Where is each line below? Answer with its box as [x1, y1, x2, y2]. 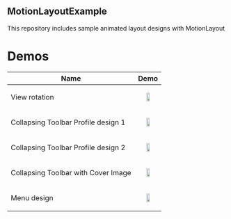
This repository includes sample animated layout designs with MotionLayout [7, 24, 225, 32]
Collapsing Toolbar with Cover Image [10, 168, 132, 177]
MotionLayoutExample [7, 6, 108, 17]
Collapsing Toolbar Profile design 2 [10, 143, 126, 152]
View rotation [10, 92, 54, 102]
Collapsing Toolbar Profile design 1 [10, 117, 126, 127]
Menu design [10, 193, 54, 202]
